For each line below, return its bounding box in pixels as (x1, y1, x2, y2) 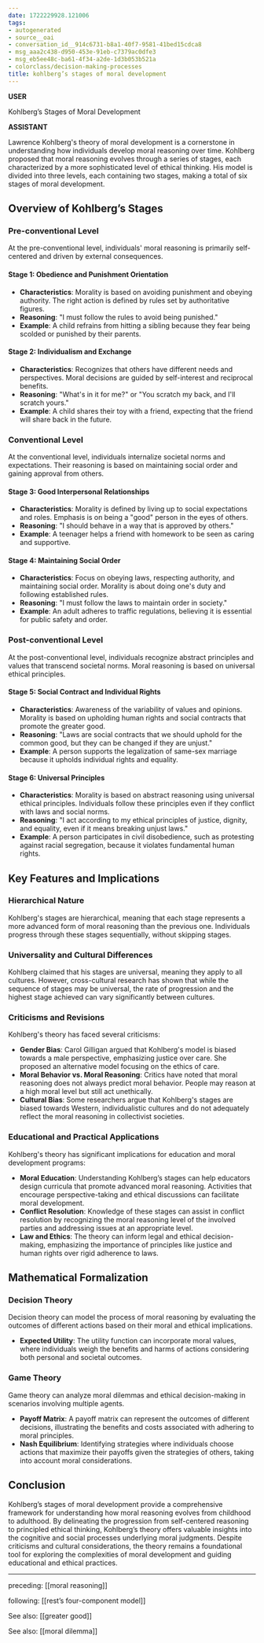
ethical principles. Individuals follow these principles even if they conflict (19, 799, 255, 809)
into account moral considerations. (19, 1456, 133, 1465)
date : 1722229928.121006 (8, 11, 90, 20)
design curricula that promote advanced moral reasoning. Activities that (19, 1181, 252, 1191)
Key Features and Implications (8, 871, 159, 885)
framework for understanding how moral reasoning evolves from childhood (8, 1508, 251, 1517)
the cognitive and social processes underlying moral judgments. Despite (8, 1533, 242, 1542)
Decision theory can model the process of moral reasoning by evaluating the (8, 1313, 256, 1322)
